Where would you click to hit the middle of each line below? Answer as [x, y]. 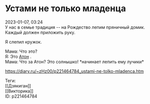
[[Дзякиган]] [18, 85]
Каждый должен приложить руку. [40, 32]
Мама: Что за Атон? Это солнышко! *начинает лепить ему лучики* [75, 62]
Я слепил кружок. [24, 42]
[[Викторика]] [19, 91]
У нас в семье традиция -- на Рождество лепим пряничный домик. [75, 27]
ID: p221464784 [21, 96]
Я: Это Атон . [18, 56]
